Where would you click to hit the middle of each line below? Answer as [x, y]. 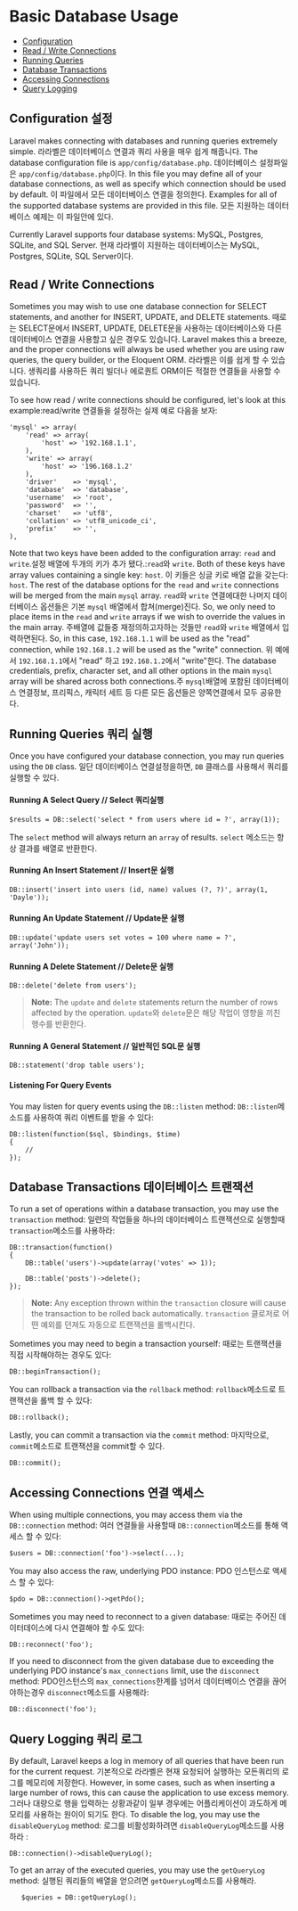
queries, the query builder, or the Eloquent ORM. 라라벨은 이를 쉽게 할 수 [139, 359]
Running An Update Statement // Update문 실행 [97, 918]
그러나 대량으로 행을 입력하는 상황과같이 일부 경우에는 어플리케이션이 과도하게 [144, 1803]
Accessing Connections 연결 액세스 [107, 1493]
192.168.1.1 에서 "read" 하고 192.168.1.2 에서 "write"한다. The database [148, 660]
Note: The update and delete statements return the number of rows [154, 1002]
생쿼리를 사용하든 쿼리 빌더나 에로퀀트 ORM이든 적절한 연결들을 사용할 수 [154, 371]
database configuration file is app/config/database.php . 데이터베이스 [133, 162]
